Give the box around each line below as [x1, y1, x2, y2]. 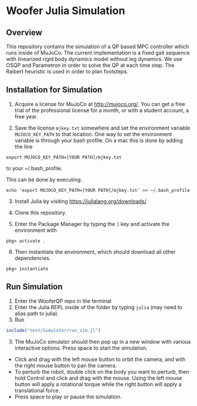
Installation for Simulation [6, 85, 103, 95]
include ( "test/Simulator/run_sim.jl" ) [6, 327, 101, 333]
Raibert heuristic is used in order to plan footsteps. [6, 68, 128, 75]
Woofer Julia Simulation [6, 4, 125, 18]
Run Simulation [6, 282, 63, 292]
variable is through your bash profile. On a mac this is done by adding [14, 137, 183, 144]
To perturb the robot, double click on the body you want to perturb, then [14, 368, 189, 375]
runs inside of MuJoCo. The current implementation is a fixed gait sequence [6, 49, 190, 56]
